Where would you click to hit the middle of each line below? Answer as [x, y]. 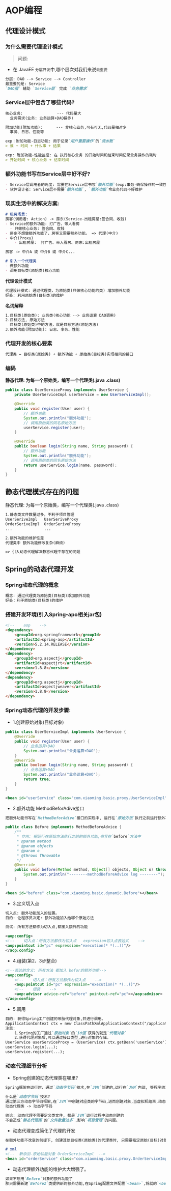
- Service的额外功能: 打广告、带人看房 [42, 224]
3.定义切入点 [26, 903]
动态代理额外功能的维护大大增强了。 [51, 1169]
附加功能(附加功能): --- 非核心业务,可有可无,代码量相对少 [66, 127]
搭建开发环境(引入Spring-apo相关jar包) [54, 614]
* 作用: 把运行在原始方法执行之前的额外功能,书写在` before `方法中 [79, 837]
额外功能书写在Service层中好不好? [48, 174]
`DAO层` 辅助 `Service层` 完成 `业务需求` [47, 89]
